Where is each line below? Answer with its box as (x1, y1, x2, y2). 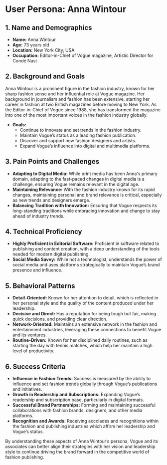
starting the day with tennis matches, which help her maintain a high (12, 343, 153, 349)
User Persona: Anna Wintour (5, 3, 127, 15)
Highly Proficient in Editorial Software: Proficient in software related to (12, 240, 160, 246)
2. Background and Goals (5, 72, 85, 81)
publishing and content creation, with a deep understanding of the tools (12, 246, 160, 252)
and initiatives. (12, 386, 42, 392)
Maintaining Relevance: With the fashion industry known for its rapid (12, 186, 155, 193)
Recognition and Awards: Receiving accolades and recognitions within (12, 418, 159, 424)
